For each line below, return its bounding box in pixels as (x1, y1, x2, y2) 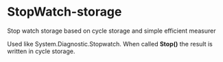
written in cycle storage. (7, 47, 75, 55)
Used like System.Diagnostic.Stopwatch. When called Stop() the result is (7, 40, 213, 48)
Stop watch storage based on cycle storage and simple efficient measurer (7, 27, 216, 35)
